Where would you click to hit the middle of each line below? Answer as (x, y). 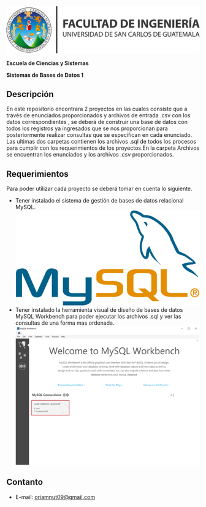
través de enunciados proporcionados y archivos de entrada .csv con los (98, 115)
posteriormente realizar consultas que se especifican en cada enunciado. (99, 135)
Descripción (30, 94)
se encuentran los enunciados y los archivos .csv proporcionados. (90, 155)
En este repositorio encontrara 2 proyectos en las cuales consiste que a (97, 109)
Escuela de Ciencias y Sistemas (48, 63)
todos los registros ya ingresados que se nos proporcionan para (87, 128)
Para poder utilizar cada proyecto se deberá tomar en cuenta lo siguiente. (99, 189)
